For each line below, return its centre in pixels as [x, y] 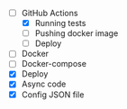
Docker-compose [54, 64]
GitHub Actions [50, 13]
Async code [44, 84]
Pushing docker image [77, 33]
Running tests [60, 23]
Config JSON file [53, 95]
